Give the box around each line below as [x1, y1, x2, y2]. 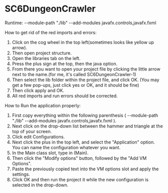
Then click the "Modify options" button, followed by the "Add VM [12, 155, 147, 161]
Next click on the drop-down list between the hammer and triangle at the [12, 123, 163, 129]
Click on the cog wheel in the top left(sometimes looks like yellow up [12, 39, 154, 45]
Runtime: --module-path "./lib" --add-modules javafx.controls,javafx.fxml [5, 20, 156, 26]
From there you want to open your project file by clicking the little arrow [12, 66, 160, 72]
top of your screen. [12, 128, 52, 134]
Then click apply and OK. [12, 87, 64, 93]
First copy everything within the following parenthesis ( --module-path [12, 112, 158, 118]
